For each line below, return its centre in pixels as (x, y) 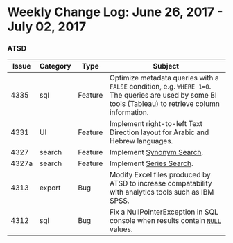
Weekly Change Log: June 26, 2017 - (115, 12)
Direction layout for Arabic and (159, 132)
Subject (166, 66)
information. (129, 113)
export (50, 188)
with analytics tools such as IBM (162, 192)
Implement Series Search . (152, 163)
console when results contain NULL (166, 221)
